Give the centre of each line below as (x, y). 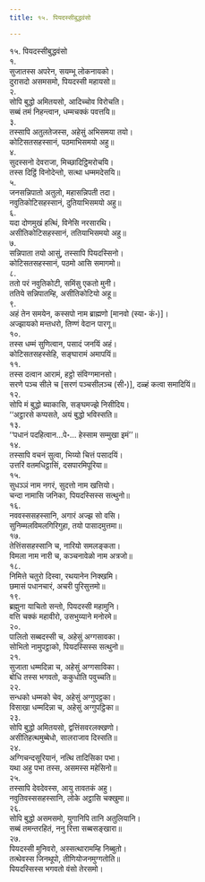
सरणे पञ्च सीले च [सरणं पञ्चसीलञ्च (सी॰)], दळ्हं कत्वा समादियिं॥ (102, 384)
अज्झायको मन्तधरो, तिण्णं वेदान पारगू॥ (63, 323)
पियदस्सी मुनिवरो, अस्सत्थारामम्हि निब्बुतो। (68, 848)
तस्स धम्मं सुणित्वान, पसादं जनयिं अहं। (64, 344)
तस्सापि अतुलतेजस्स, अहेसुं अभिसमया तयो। (72, 132)
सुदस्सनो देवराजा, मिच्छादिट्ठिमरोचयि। (62, 162)
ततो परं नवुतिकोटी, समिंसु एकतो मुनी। (63, 283)
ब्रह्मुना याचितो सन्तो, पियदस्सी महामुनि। (64, 606)
